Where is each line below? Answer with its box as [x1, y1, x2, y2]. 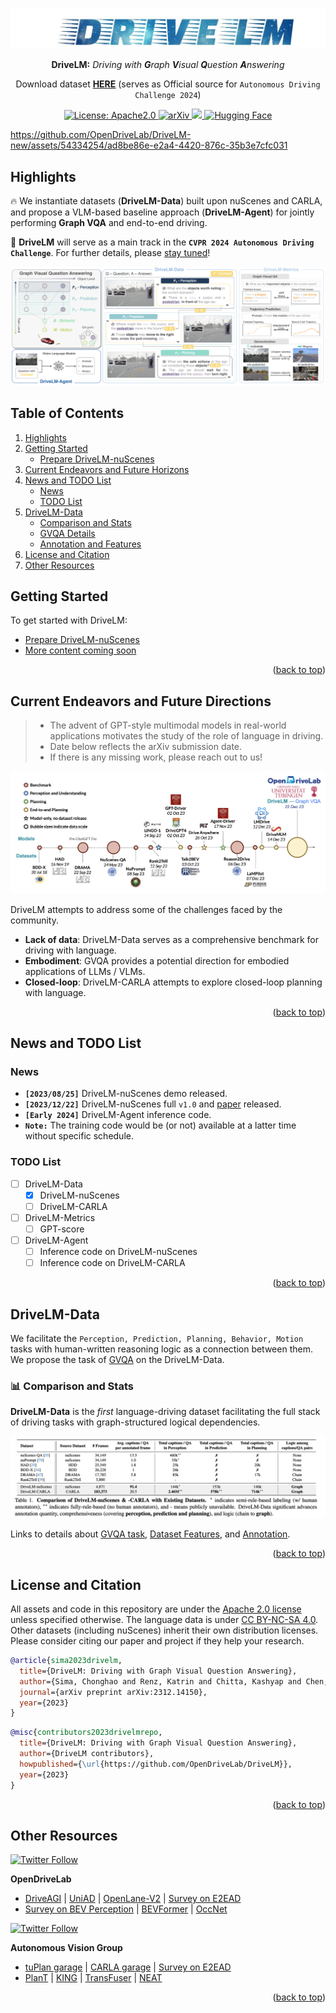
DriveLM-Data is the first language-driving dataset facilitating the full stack [10, 1406, 321, 1418]
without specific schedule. [24, 1130, 134, 1142]
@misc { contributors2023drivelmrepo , [10, 1728, 163, 1738]
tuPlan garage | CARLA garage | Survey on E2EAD [24, 1961, 232, 1973]
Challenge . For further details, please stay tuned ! [10, 247, 211, 259]
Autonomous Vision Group [10, 1942, 123, 1954]
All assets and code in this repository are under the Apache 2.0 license [10, 1603, 302, 1615]
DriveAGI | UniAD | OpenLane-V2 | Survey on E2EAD [24, 1893, 242, 1905]
